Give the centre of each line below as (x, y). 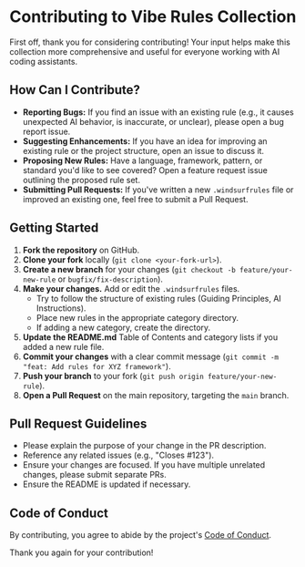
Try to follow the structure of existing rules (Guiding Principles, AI (159, 298)
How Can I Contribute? (75, 90)
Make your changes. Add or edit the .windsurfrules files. (131, 288)
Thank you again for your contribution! (81, 552)
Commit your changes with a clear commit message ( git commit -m (151, 356)
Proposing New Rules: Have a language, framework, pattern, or (142, 160)
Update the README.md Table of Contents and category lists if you (150, 337)
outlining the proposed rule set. (81, 180)
